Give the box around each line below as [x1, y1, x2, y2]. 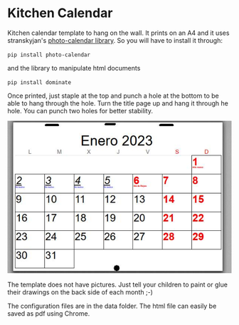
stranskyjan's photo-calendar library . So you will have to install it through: [7, 36, 223, 44]
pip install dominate [7, 78, 72, 86]
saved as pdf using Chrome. [7, 309, 90, 318]
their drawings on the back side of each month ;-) [7, 287, 153, 296]
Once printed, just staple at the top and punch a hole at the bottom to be [7, 91, 219, 100]
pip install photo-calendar [7, 51, 91, 58]
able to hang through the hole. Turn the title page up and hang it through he [7, 98, 229, 108]
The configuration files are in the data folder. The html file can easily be [7, 301, 217, 310]
